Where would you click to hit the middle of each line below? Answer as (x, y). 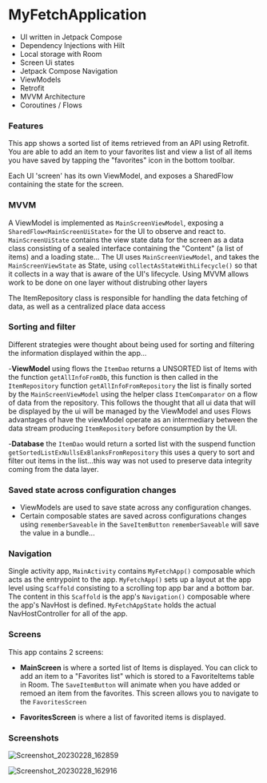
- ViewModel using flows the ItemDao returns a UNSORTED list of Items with (133, 368)
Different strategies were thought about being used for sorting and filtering (132, 344)
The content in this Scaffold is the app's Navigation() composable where (129, 597)
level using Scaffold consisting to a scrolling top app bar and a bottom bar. (131, 588)
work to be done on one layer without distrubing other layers (108, 282)
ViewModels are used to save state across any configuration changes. (135, 507)
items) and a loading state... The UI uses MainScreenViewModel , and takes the (134, 256)
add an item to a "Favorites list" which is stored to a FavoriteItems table (137, 676)
